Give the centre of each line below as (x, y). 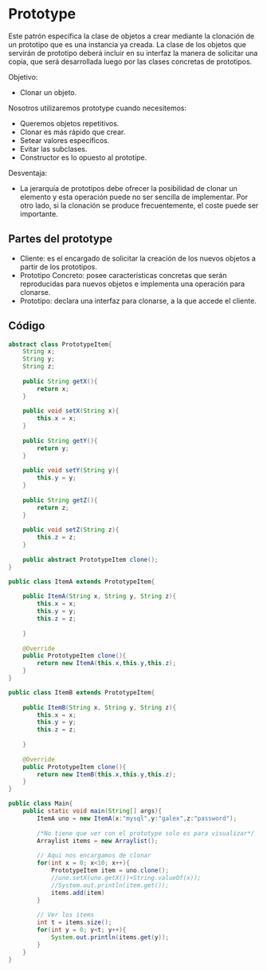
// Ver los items (65, 915)
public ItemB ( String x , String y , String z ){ (100, 707)
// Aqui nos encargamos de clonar (94, 856)
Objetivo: (23, 77)
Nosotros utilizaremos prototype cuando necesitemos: (98, 108)
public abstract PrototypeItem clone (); (90, 559)
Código (27, 326)
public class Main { (41, 804)
